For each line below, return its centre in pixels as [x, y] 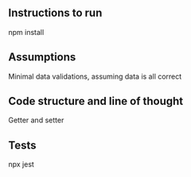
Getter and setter [36, 120]
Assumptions [42, 58]
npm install [26, 32]
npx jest [21, 164]
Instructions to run [55, 13]
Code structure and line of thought [96, 101]
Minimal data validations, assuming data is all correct [95, 76]
